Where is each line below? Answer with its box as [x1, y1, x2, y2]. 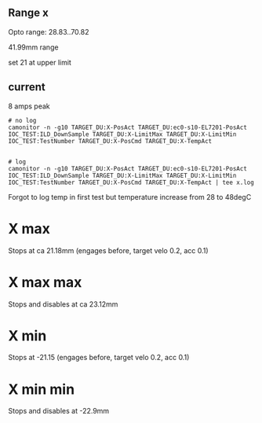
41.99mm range [8, 42, 59, 52]
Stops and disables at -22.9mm [8, 406, 110, 416]
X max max [8, 273, 82, 291]
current [8, 80, 45, 94]
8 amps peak [8, 101, 51, 111]
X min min [8, 381, 75, 398]
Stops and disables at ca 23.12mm [8, 299, 118, 309]
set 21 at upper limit [8, 57, 72, 67]
